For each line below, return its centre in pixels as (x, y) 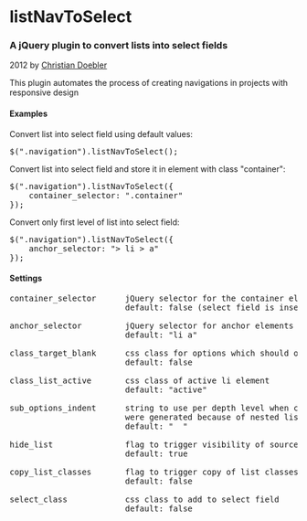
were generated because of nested (202, 417)
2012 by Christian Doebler (58, 65)
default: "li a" (161, 335)
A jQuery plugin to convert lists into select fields (119, 46)
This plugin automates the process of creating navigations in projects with (149, 83)
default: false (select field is (200, 307)
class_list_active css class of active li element (140, 380)
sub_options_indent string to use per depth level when (149, 408)
